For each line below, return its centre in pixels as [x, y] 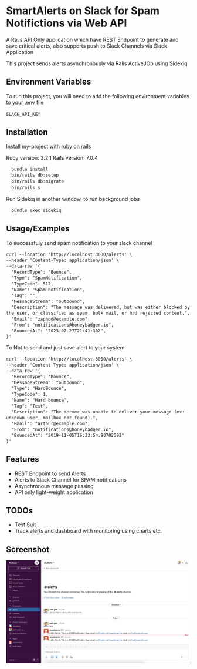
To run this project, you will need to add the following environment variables [98, 96]
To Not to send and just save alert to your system [65, 347]
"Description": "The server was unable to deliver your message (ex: [98, 412]
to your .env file [25, 102]
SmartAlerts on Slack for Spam [83, 11]
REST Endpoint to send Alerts [50, 473]
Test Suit [25, 525]
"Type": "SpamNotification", [47, 278]
